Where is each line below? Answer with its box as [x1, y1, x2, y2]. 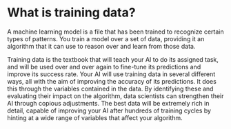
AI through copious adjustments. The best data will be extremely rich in [7, 99, 210, 107]
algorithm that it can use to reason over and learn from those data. [7, 42, 196, 50]
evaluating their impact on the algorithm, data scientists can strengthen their [7, 91, 224, 100]
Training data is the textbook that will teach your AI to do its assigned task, [7, 55, 219, 63]
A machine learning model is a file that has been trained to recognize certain [7, 27, 224, 36]
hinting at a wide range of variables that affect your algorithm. [7, 113, 183, 121]
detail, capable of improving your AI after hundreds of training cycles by [7, 106, 212, 115]
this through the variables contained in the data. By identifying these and [7, 84, 214, 93]
